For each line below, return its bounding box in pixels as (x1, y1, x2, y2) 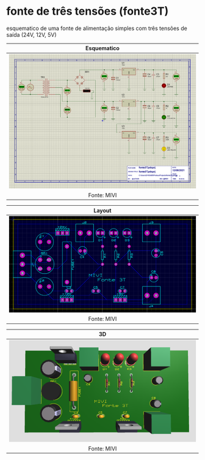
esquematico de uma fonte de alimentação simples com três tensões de (6, 25, 187, 32)
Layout (93, 206, 112, 214)
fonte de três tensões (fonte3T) (6, 4, 169, 18)
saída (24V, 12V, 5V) (6, 31, 57, 38)
